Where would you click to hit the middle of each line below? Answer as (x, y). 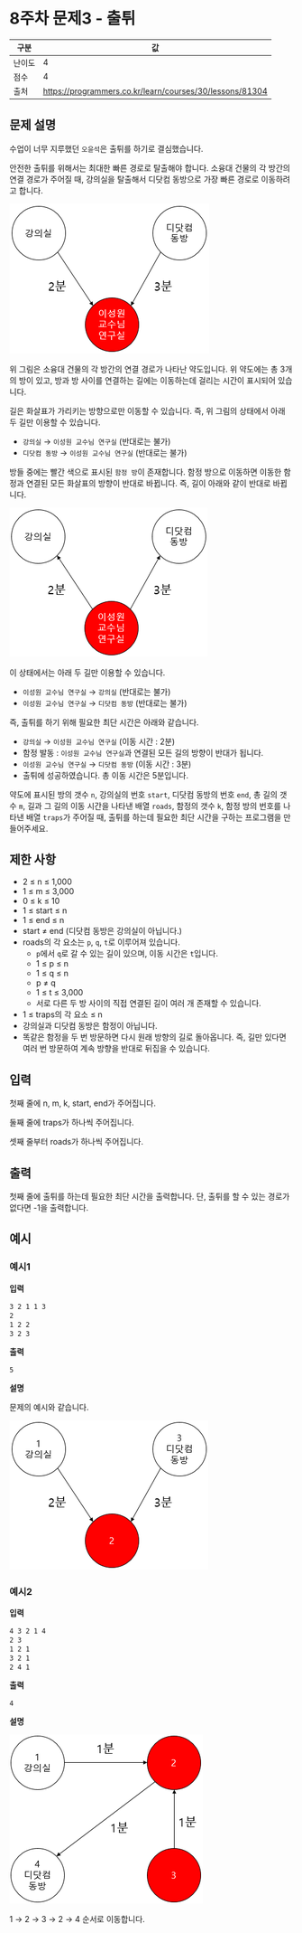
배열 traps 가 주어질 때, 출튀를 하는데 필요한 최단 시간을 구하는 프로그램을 (154, 817)
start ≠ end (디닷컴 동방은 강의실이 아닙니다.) (102, 931)
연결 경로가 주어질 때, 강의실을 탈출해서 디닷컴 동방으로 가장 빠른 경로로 (134, 179)
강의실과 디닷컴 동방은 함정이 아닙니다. (90, 1026)
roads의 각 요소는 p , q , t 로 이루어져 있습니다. (101, 942)
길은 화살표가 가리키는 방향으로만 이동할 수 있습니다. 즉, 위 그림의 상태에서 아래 (147, 410)
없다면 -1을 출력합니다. (49, 1207)
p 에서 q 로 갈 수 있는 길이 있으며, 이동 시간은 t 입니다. (127, 954)
